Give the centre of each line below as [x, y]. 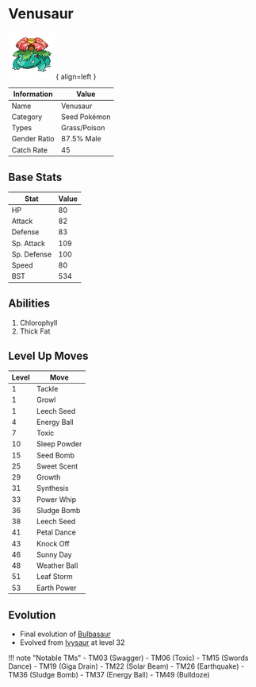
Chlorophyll [38, 322]
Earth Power [57, 588]
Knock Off [53, 543]
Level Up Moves [48, 355]
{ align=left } [76, 76]
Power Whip [57, 499]
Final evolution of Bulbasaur [65, 634]
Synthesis [53, 488]
